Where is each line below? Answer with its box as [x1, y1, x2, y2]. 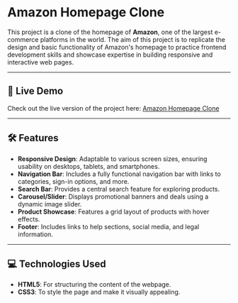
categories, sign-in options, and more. [17, 177, 130, 185]
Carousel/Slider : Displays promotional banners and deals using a [17, 192, 209, 201]
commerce [7, 35, 39, 43]
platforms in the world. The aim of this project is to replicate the [40, 35, 225, 43]
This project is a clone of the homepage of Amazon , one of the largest [7, 28, 213, 36]
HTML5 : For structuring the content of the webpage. [17, 280, 171, 289]
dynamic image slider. [17, 199, 82, 208]
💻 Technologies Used [7, 258, 106, 270]
